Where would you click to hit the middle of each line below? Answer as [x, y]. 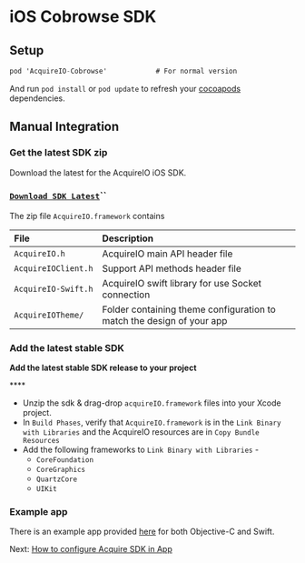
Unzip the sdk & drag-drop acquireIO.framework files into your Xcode [152, 403]
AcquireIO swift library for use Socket [182, 283]
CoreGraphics [61, 470]
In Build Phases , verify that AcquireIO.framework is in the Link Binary [152, 422]
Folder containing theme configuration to [189, 309]
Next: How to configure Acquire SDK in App [91, 549]
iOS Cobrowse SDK [83, 17]
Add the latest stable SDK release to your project [103, 368]
